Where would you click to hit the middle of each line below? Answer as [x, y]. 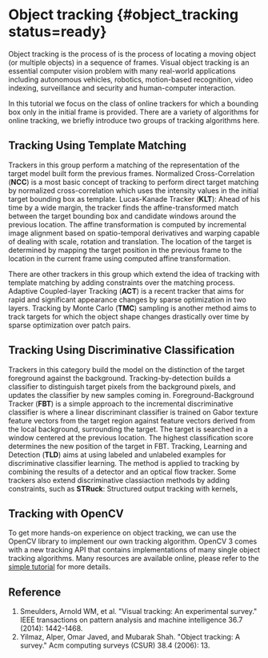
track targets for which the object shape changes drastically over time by [129, 316]
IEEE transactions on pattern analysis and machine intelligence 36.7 [131, 620]
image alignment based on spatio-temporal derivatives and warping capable [134, 233]
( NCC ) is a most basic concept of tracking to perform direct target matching [134, 182]
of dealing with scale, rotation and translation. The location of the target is [130, 241]
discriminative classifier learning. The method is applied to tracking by [124, 463]
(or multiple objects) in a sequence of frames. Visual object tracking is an [129, 62]
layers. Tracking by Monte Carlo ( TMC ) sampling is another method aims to [132, 308]
